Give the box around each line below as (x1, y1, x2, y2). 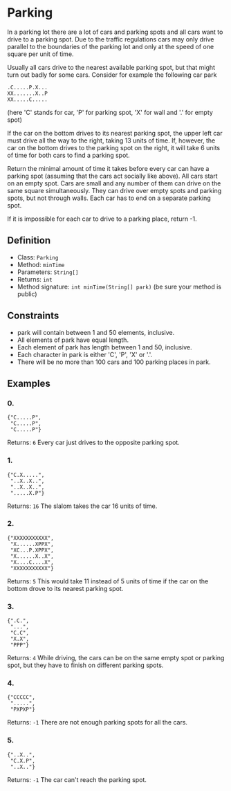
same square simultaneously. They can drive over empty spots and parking (7, 186, 222, 194)
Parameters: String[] (17, 268, 79, 276)
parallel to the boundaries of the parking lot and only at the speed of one (7, 42, 214, 51)
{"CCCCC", (7, 694, 36, 701)
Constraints (7, 310, 59, 322)
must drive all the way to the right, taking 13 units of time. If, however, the (7, 136, 216, 145)
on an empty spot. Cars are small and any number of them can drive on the (7, 179, 221, 188)
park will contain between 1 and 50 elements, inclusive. (17, 328, 175, 336)
